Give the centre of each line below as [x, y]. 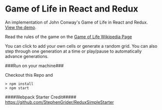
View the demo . [21, 27]
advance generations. [27, 56]
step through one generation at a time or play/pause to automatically [73, 51]
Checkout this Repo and [29, 75]
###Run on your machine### [34, 66]
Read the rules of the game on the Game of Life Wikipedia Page [69, 37]
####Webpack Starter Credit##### [41, 97]
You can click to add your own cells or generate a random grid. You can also [81, 46]
